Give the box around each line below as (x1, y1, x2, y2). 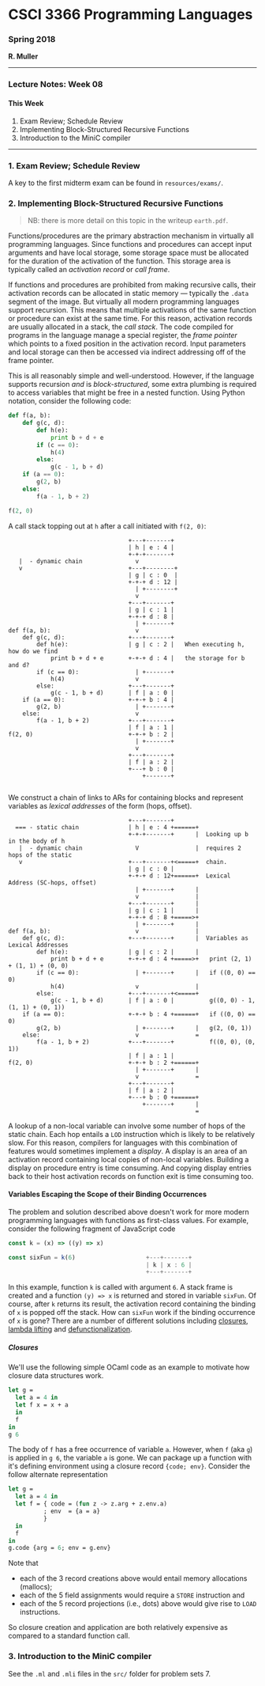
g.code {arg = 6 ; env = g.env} (8, 1544, 111, 1552)
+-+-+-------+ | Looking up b (128, 830, 248, 838)
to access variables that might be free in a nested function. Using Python (8, 388, 245, 397)
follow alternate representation (8, 1470, 108, 1480)
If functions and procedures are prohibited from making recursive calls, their (8, 280, 256, 290)
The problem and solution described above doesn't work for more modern (8, 1207, 250, 1216)
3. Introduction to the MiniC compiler (8, 1651, 152, 1662)
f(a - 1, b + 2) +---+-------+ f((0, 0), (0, (36, 1038, 256, 1046)
